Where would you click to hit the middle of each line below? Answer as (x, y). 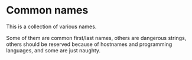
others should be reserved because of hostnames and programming (89, 44)
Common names (47, 10)
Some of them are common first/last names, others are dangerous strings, (96, 38)
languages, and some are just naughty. (53, 50)
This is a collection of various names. (51, 26)
